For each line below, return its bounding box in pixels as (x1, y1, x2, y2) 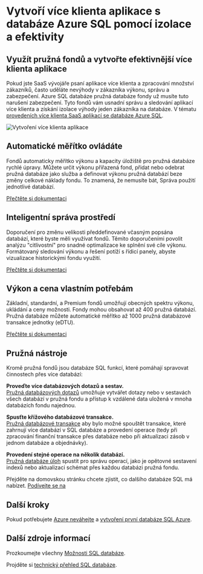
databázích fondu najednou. (6, 402, 77, 409)
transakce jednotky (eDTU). (6, 319, 75, 326)
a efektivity (6, 30, 65, 44)
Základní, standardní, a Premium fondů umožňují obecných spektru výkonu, (6, 299, 195, 307)
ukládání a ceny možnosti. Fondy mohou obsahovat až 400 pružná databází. (6, 306, 197, 313)
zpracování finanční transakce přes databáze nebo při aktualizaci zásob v (6, 433, 190, 440)
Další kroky (6, 499, 50, 510)
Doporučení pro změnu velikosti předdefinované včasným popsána (6, 229, 173, 236)
